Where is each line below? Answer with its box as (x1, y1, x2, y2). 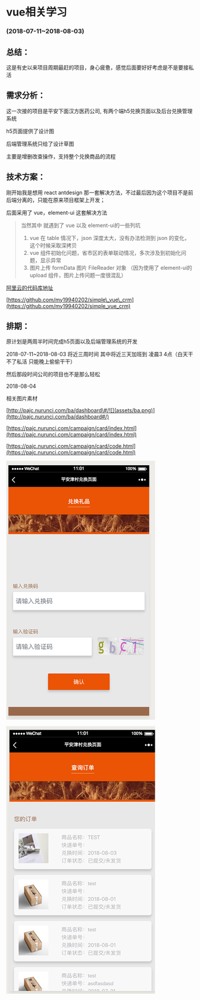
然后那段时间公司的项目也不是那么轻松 (6, 370, 100, 378)
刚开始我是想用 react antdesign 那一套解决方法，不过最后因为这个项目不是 (6, 189, 189, 196)
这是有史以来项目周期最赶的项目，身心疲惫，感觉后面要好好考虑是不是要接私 (6, 64, 194, 71)
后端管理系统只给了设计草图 (6, 140, 74, 147)
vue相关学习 (6, 5, 67, 19)
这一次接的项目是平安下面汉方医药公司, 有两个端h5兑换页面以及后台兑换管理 (6, 107, 193, 114)
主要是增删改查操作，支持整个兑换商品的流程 (6, 152, 116, 160)
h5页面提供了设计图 (6, 127, 55, 135)
